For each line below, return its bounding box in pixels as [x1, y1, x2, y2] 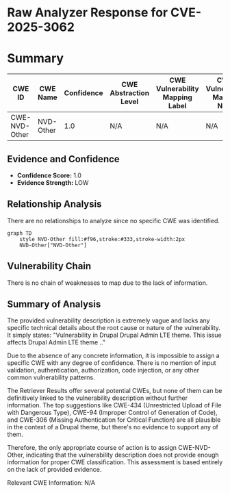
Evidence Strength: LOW [16, 178, 89, 186]
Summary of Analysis [7, 298, 101, 309]
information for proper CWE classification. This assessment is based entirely [7, 458, 223, 466]
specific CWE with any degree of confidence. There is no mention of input [7, 359, 217, 367]
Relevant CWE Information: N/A [7, 479, 96, 487]
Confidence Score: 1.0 [16, 171, 82, 179]
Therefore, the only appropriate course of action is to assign [7, 444, 177, 452]
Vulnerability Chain [7, 260, 92, 272]
